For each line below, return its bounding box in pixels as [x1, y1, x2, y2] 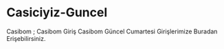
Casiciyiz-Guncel [6, 5, 108, 20]
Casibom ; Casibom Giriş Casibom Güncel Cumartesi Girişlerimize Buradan [6, 27, 218, 35]
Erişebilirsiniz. [6, 34, 46, 42]
